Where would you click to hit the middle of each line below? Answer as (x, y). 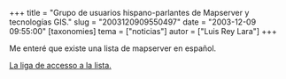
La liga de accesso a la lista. (61, 65)
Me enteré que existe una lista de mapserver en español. (113, 48)
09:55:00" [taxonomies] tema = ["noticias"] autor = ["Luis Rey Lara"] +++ (143, 31)
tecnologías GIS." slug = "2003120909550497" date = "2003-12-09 (133, 22)
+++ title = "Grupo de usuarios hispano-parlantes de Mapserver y (129, 13)
